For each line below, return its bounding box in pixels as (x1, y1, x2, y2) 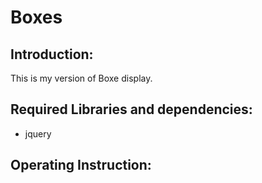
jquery (24, 127, 52, 140)
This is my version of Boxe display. (10, 72, 153, 84)
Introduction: (10, 46, 94, 63)
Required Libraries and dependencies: (10, 101, 253, 118)
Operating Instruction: (10, 157, 152, 174)
